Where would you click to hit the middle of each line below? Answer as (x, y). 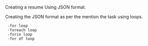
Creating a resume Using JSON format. (46, 7)
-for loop (18, 26)
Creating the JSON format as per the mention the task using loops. (74, 17)
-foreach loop (22, 30)
